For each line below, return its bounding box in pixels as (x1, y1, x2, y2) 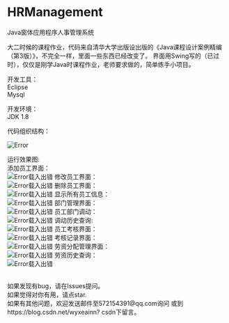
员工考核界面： (54, 224, 97, 233)
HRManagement (7, 4, 103, 20)
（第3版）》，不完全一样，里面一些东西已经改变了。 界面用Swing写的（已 (7, 52, 214, 60)
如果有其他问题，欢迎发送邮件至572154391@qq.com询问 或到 (7, 299, 184, 307)
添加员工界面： (7, 164, 50, 172)
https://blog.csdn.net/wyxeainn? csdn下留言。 (7, 308, 141, 316)
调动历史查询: (54, 216, 93, 224)
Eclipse (7, 83, 29, 91)
